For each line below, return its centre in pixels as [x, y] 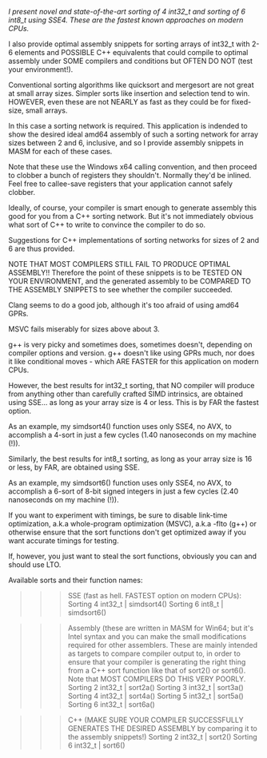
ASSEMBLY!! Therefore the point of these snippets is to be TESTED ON [125, 272]
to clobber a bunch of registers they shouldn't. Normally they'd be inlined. [130, 175]
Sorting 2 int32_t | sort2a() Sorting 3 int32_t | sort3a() [155, 687]
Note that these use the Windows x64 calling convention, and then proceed [133, 167]
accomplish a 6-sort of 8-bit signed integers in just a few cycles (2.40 [124, 491]
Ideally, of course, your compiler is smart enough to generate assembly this [133, 208]
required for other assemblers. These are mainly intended [163, 645]
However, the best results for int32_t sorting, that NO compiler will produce [132, 385]
